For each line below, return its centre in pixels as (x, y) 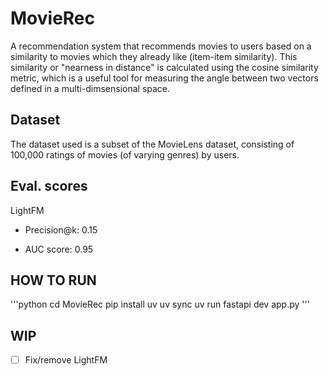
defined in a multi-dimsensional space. (90, 88)
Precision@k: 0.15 (61, 229)
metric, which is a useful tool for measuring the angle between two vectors (164, 78)
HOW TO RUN (53, 280)
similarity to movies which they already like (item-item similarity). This (154, 56)
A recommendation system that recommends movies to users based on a (161, 46)
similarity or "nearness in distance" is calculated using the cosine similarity (164, 67)
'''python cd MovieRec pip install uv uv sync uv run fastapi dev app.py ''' (160, 304)
